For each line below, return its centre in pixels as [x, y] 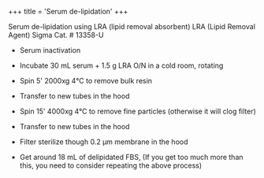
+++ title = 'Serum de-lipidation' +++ [68, 11]
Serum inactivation [50, 50]
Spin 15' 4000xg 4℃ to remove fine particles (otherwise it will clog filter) [138, 111]
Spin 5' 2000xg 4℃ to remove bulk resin [86, 81]
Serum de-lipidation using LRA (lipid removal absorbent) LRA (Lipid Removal [132, 26]
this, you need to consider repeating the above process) [111, 165]
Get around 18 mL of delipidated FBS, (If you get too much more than [131, 157]
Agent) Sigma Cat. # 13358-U [56, 35]
